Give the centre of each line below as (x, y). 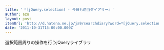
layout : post (18, 19)
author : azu (17, 14)
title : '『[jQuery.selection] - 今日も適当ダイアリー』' (60, 10)
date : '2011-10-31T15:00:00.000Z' (40, 28)
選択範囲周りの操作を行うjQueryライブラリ (48, 43)
